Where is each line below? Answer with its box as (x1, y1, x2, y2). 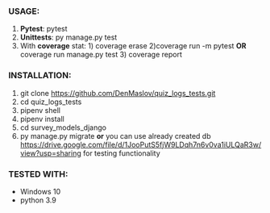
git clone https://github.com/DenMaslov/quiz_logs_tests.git (19, 88, 216, 98)
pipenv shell (19, 105, 60, 115)
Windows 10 (19, 186, 61, 196)
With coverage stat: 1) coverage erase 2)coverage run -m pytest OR (19, 41, 247, 51)
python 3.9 (19, 195, 56, 205)
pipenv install (19, 114, 64, 123)
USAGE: (8, 6, 40, 17)
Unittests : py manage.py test (19, 32, 118, 42)
